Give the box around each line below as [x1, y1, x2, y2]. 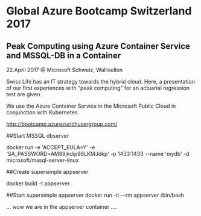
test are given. [6, 91, 42, 97]
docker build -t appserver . [6, 180, 73, 187]
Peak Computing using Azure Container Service [6, 41, 190, 51]
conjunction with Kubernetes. [6, 109, 80, 116]
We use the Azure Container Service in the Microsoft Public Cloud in [6, 102, 176, 110]
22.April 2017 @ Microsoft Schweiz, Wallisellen [6, 66, 123, 73]
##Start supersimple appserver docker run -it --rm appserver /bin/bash [6, 191, 184, 199]
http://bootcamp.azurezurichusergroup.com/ [6, 120, 118, 128]
